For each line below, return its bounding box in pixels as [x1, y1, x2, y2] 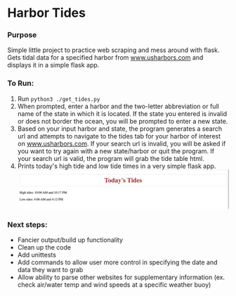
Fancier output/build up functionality [17, 236, 123, 244]
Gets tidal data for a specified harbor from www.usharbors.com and [7, 53, 204, 62]
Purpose [7, 30, 37, 40]
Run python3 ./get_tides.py [17, 94, 100, 103]
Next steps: [7, 219, 48, 229]
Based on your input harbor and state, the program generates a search [17, 124, 223, 133]
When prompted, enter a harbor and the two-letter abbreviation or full [17, 102, 219, 110]
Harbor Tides [7, 5, 86, 21]
